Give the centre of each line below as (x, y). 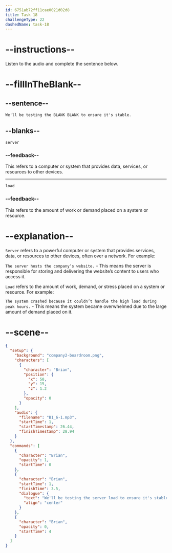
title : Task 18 (21, 15)
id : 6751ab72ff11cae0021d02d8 (38, 10)
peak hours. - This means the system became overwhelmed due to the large (86, 306)
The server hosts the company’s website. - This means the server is (78, 266)
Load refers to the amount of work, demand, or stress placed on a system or (85, 286)
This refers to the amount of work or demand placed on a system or (77, 210)
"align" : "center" (43, 503)
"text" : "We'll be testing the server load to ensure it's (88, 498)
